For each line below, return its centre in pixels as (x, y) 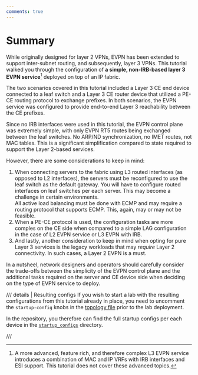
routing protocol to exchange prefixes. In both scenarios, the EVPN (95, 101)
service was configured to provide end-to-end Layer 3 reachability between (98, 107)
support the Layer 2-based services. (51, 149)
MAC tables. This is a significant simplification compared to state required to (99, 143)
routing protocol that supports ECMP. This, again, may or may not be (98, 210)
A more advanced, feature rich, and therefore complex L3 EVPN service (102, 353)
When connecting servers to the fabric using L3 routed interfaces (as (98, 172)
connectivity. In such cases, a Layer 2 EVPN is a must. (80, 253)
